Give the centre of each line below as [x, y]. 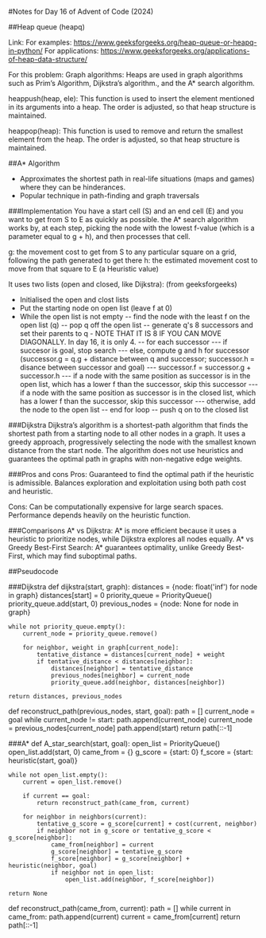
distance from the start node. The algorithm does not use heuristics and [126, 450]
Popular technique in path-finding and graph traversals [110, 195]
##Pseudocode [33, 571]
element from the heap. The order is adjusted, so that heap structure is [124, 139]
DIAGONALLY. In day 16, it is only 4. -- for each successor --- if [123, 342]
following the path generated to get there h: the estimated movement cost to [133, 260]
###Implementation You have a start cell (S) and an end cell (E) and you [126, 211]
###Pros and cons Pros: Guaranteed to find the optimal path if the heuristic [131, 474]
